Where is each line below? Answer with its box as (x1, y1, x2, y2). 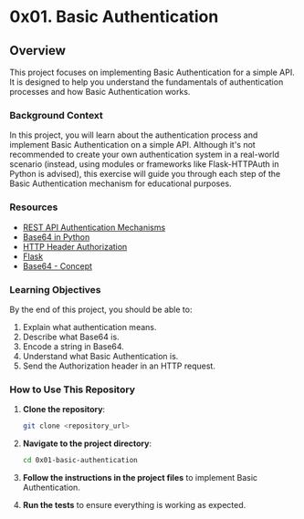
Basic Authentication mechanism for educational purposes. (9, 178, 232, 189)
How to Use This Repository (9, 383, 135, 396)
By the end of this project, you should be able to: (9, 304, 193, 315)
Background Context (9, 109, 103, 121)
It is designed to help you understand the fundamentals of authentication (9, 77, 284, 88)
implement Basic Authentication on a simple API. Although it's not (9, 140, 256, 151)
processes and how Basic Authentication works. (9, 87, 191, 97)
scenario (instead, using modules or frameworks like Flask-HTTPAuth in (9, 159, 279, 170)
